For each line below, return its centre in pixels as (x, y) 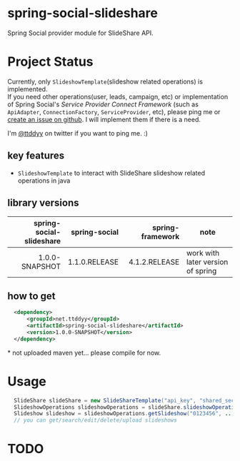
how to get (31, 296)
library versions (44, 203)
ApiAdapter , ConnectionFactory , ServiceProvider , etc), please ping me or (114, 111)
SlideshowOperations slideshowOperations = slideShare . (99, 407)
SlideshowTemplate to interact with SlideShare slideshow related (111, 173)
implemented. (27, 89)
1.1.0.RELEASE (93, 262)
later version (207, 262)
